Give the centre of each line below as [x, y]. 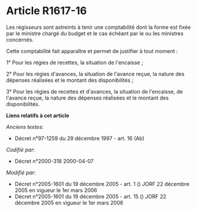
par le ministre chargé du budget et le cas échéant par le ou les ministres [95, 33]
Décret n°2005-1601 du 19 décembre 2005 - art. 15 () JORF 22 [90, 196]
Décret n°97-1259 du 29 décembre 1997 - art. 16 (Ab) [79, 138]
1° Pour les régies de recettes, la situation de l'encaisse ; [75, 62]
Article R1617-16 [47, 11]
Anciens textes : [25, 127]
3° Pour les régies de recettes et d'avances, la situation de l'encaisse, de [94, 91]
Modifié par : [21, 173]
